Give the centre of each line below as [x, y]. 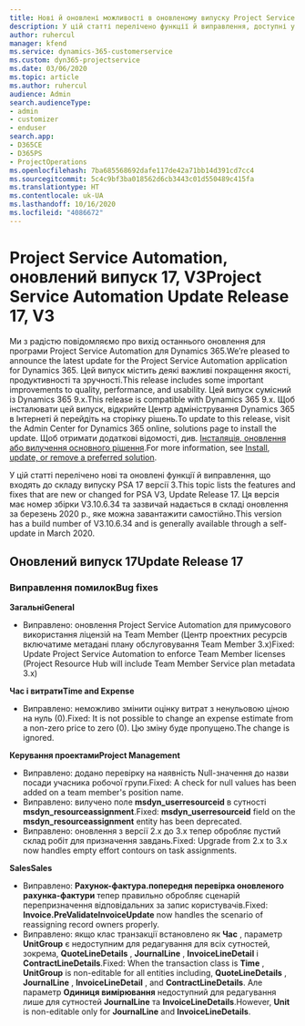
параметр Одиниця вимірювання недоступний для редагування [149, 992]
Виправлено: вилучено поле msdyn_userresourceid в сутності [144, 802]
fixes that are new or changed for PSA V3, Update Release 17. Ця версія [144, 494]
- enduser [28, 128]
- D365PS [26, 153]
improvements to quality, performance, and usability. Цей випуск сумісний [150, 389]
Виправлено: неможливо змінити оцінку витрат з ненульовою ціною [156, 709]
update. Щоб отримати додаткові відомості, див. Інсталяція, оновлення [148, 437]
